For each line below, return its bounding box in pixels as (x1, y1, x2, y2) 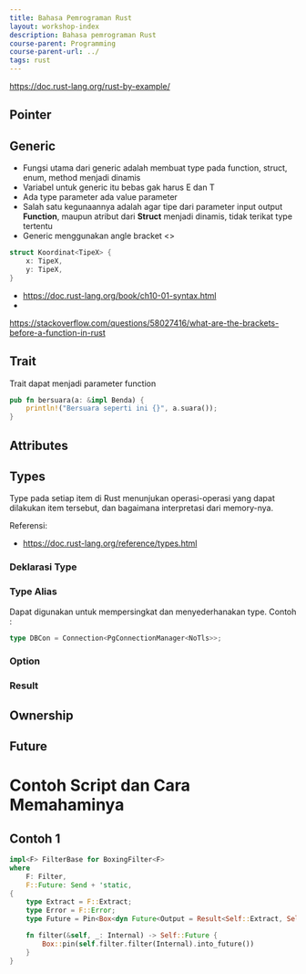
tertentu (22, 221, 53, 232)
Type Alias (9, 585, 57, 598)
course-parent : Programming (9, 38, 117, 48)
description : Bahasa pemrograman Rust (9, 30, 157, 39)
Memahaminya (9, 795, 125, 815)
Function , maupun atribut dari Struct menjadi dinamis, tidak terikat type (22, 211, 293, 222)
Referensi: (9, 520, 48, 531)
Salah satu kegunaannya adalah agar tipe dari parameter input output (22, 202, 283, 213)
